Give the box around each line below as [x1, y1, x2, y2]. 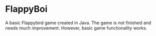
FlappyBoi [5, 3, 48, 15]
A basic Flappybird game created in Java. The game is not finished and [5, 20, 152, 26]
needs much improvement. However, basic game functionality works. [5, 25, 148, 31]
